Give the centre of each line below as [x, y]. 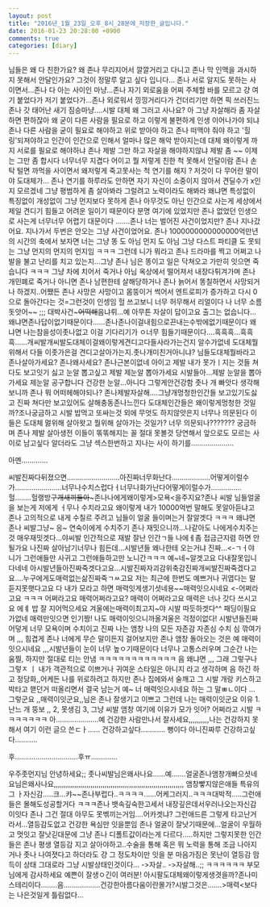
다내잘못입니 [237, 558]
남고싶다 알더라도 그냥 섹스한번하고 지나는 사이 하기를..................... [129, 443]
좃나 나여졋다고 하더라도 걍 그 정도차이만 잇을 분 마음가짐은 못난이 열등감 [137, 855]
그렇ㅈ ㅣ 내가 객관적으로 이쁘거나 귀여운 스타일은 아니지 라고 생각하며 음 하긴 [130, 669]
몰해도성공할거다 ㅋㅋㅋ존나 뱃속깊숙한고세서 [93, 805]
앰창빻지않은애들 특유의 [222, 784]
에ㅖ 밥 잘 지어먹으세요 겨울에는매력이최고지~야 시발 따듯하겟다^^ [119, 608]
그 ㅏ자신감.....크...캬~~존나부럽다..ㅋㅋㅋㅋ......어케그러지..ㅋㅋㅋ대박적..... [125, 794]
